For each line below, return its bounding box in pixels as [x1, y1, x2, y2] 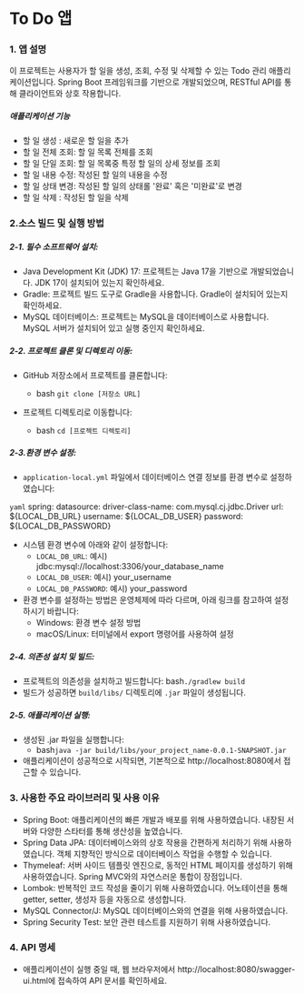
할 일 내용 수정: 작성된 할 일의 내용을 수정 [22, 169, 168, 180]
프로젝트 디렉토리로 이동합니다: [22, 407, 133, 418]
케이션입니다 [9, 76, 54, 87]
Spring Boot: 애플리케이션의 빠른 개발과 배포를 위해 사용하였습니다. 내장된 [22, 814, 285, 825]
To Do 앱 [9, 8, 73, 29]
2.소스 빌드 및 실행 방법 [9, 217, 104, 230]
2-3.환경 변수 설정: [9, 447, 77, 457]
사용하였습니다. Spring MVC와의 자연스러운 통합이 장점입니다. [22, 870, 243, 882]
